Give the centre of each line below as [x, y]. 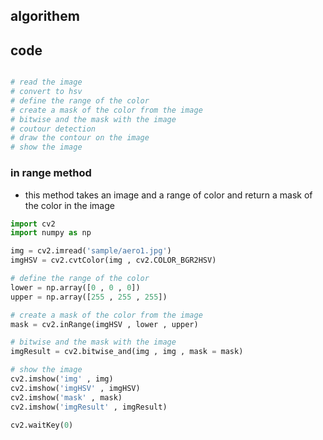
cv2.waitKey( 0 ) [42, 425]
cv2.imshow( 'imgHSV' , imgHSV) [75, 388]
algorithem [45, 16]
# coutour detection [53, 129]
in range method [51, 173]
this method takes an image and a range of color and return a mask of [168, 195]
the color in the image [69, 205]
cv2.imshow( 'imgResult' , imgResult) [89, 407]
